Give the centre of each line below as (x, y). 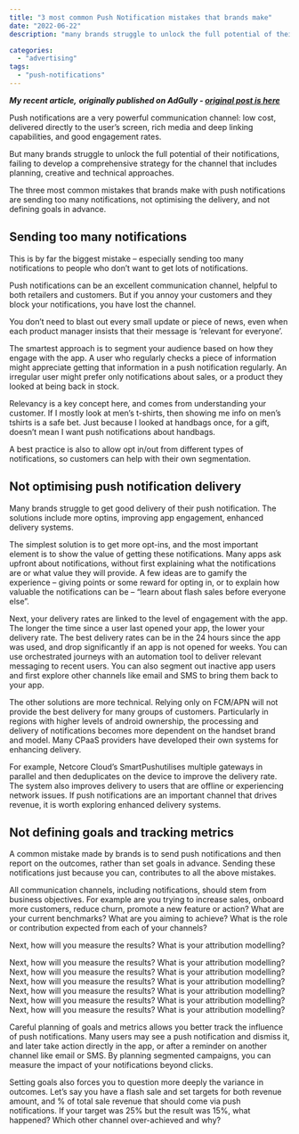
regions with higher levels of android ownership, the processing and (134, 721)
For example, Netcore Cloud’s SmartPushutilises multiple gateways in (136, 767)
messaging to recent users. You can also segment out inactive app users (142, 666)
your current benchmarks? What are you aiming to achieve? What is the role (148, 918)
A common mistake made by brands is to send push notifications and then (145, 854)
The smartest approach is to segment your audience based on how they (141, 348)
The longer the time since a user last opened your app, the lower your (137, 628)
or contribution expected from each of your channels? (108, 928)
